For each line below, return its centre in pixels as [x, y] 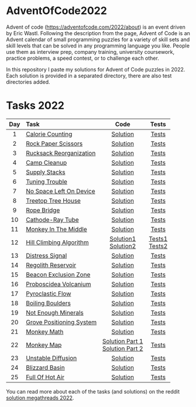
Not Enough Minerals [55, 313]
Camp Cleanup [47, 162]
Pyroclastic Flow [49, 293]
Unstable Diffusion [51, 358]
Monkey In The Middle [57, 229]
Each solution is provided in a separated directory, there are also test [89, 76]
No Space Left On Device [61, 191]
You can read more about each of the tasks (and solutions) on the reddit [93, 391]
